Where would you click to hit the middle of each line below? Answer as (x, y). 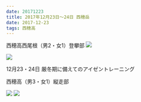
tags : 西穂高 (21, 28)
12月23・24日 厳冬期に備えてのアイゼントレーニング (70, 69)
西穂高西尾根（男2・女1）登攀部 (46, 45)
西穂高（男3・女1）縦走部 (38, 82)
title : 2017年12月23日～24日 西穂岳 (48, 17)
